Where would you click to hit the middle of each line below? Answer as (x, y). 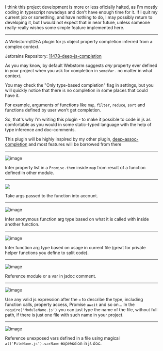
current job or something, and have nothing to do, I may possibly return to (79, 17)
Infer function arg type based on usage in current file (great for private (75, 247)
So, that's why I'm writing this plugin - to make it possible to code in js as (78, 119)
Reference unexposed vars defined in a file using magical (62, 338)
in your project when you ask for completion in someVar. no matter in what (79, 71)
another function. (22, 224)
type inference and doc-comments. (41, 130)
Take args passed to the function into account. (52, 196)
